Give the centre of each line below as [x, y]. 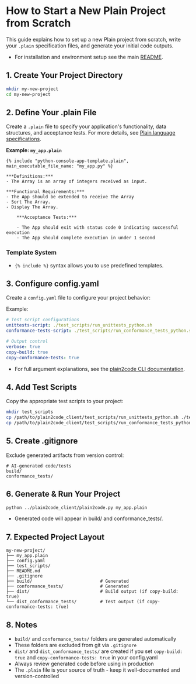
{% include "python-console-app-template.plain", [68, 161]
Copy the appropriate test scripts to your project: [65, 401]
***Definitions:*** [30, 177]
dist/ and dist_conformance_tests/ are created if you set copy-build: [98, 651]
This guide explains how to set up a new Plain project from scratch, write [93, 39]
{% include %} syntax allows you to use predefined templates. [89, 265]
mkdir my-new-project [32, 89]
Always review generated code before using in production [84, 664]
